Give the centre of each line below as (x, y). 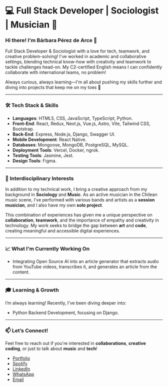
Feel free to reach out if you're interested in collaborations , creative (76, 343)
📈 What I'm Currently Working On (47, 249)
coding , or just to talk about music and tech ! (51, 348)
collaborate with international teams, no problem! (56, 72)
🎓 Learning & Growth (32, 290)
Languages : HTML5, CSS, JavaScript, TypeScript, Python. (72, 118)
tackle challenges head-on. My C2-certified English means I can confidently (84, 67)
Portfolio (21, 358)
